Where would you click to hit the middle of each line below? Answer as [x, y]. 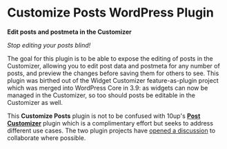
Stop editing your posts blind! [49, 45]
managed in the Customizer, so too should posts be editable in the [101, 95]
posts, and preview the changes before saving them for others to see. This [113, 73]
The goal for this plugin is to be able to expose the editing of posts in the [110, 58]
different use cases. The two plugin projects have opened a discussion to [111, 130]
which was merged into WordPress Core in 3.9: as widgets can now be [108, 88]
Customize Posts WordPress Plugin [110, 13]
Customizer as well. [35, 102]
